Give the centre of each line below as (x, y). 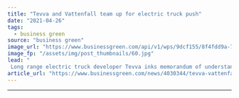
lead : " (19, 60)
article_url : (27, 73)
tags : (15, 27)
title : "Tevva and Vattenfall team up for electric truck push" (105, 14)
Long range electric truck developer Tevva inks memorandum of (106, 67)
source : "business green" (46, 40)
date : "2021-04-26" (36, 21)
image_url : (23, 47)
